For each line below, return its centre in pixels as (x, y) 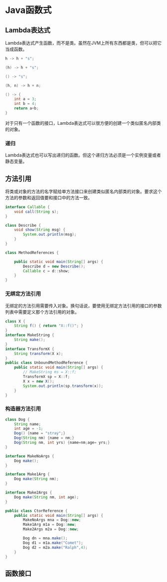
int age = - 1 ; (29, 429)
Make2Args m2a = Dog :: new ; (51, 529)
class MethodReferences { (32, 252)
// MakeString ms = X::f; (50, 372)
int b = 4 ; (25, 104)
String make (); (30, 340)
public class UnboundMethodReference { (46, 363)
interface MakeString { (30, 335)
